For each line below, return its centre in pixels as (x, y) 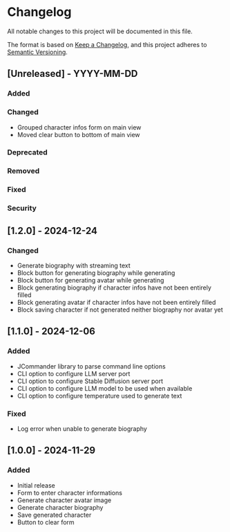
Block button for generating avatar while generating (90, 280)
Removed (23, 171)
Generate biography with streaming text (74, 265)
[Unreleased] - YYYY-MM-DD (73, 74)
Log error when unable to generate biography (82, 428)
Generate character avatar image (64, 500)
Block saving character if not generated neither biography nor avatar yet (120, 310)
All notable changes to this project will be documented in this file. (100, 31)
